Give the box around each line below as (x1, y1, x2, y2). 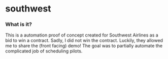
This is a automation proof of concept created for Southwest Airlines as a (5, 32, 158, 38)
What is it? (5, 21, 32, 28)
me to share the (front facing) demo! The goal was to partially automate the (5, 43, 163, 49)
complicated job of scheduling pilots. (5, 48, 83, 54)
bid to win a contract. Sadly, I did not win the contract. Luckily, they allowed (5, 37, 163, 43)
